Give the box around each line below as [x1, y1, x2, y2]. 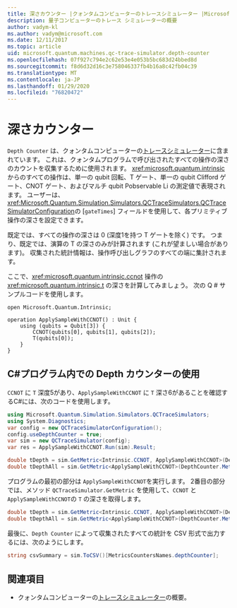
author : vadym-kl [7, 23, 59, 30]
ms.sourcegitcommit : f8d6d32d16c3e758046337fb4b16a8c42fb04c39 [7, 63, 197, 70]
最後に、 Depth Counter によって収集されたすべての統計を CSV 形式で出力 [7, 529, 220, 537]
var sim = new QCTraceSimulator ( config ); [7, 437, 131, 445]
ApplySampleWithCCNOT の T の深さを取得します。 [7, 494, 145, 503]
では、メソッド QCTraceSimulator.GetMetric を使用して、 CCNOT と [7, 485, 197, 494]
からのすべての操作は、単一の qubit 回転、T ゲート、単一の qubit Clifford [7, 173, 219, 181]
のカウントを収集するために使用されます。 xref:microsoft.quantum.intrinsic [7, 164, 226, 173]
